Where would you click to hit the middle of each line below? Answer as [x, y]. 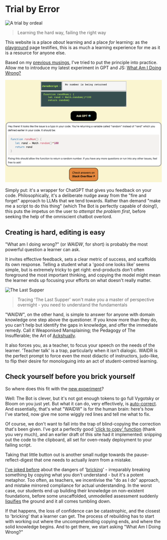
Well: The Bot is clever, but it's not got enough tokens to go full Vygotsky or [83, 398]
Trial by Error [33, 9]
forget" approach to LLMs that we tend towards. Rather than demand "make [83, 201]
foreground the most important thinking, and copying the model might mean [83, 275]
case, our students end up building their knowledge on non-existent [75, 490]
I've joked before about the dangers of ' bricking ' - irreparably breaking [78, 469]
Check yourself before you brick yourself [70, 377]
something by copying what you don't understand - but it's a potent [75, 475]
